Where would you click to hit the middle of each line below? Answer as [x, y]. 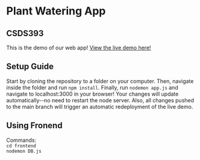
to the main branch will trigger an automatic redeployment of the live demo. [100, 106]
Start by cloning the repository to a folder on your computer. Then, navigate [100, 81]
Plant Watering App [56, 11]
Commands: [21, 140]
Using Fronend [34, 125]
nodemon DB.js [24, 151]
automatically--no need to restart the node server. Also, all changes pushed [100, 100]
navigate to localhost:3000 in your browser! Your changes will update [92, 94]
